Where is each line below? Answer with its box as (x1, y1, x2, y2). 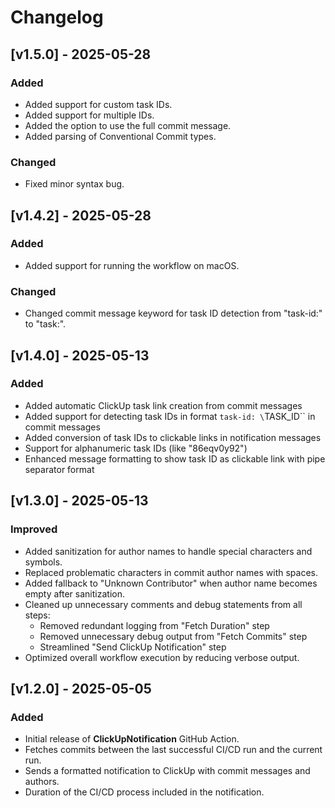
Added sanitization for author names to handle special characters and (24, 545, 313, 557)
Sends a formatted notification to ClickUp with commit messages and (24, 765, 311, 777)
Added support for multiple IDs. (24, 109, 155, 121)
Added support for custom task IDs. (24, 98, 173, 110)
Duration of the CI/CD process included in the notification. (24, 786, 265, 798)
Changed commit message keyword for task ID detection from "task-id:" (24, 307, 323, 320)
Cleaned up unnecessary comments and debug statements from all (24, 598, 303, 610)
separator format (24, 463, 95, 475)
